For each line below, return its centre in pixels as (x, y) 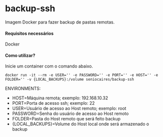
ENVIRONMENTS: (23, 89)
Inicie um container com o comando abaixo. (49, 66)
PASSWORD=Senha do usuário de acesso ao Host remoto (70, 114)
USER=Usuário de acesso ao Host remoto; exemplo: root (69, 109)
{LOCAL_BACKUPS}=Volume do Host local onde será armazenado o (81, 124)
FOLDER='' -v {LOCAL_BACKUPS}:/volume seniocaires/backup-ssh (70, 80)
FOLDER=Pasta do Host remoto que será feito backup (66, 119)
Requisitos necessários (29, 33)
